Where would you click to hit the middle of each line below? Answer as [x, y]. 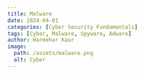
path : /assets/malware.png [54, 54]
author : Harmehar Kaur [41, 40]
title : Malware [30, 14]
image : [17, 47]
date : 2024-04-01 [33, 20]
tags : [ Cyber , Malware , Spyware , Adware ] [70, 33]
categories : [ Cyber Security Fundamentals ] [73, 27]
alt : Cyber [30, 60]
